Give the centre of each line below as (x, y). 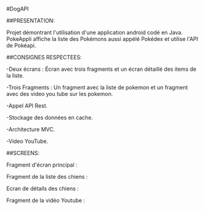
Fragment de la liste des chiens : (47, 177)
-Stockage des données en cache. (50, 118)
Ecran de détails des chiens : (43, 188)
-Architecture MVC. (31, 129)
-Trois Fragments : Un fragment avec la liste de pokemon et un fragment (97, 87)
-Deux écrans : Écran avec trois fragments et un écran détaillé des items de (101, 69)
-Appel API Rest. (27, 106)
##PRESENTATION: (31, 20)
